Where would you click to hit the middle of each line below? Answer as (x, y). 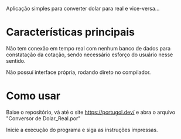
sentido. (16, 60)
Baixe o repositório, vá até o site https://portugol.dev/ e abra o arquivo (91, 112)
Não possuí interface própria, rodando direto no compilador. (78, 72)
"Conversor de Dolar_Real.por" (43, 118)
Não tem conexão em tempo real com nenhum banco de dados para (88, 48)
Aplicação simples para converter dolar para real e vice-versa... (83, 9)
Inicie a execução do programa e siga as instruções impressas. (82, 130)
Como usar (33, 96)
